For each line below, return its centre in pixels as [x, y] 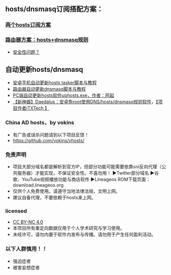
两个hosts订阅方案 [28, 25]
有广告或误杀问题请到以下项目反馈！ [51, 134]
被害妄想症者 [26, 267]
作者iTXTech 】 [33, 108]
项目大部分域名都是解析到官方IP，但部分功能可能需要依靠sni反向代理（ [87, 167]
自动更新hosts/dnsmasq [44, 70]
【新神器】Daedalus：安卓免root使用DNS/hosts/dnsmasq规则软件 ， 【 [85, 102]
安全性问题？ [26, 52]
